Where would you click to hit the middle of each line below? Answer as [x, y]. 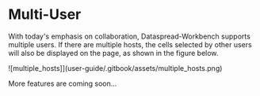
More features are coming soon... [63, 83]
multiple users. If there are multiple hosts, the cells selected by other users [130, 44]
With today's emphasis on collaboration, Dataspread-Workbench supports [130, 36]
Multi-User [45, 15]
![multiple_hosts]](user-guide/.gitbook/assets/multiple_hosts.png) [115, 68]
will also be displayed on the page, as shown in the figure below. [113, 53]
